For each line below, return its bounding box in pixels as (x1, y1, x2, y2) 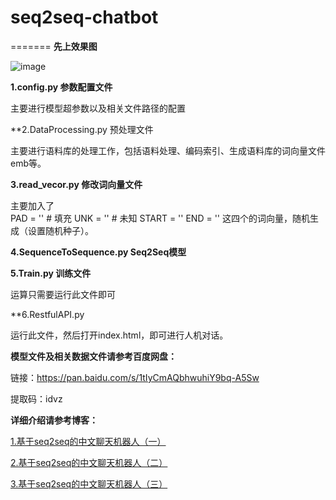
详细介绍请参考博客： (10, 414, 98, 426)
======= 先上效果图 (10, 40, 98, 52)
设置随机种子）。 (27, 224, 94, 236)
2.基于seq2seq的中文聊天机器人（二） (10, 456, 168, 468)
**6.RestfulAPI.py (10, 308, 85, 320)
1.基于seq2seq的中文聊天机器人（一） (10, 435, 167, 447)
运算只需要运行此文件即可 (10, 288, 116, 300)
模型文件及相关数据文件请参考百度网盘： (10, 350, 177, 362)
